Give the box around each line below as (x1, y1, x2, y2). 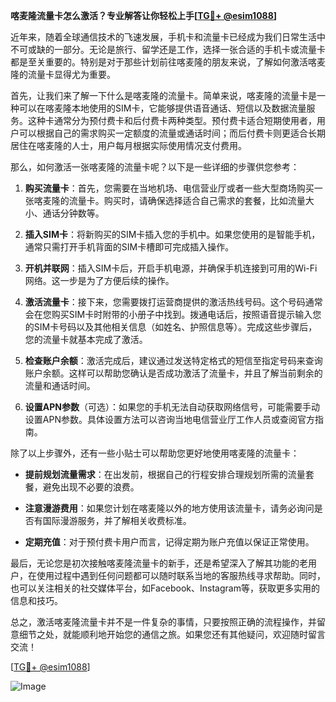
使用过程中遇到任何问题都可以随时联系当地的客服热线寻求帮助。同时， (36, 570, 326, 581)
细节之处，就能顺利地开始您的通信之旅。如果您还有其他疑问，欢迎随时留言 (18, 629, 326, 640)
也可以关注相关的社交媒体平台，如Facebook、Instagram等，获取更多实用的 (10, 582, 320, 594)
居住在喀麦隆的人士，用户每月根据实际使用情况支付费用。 (10, 140, 247, 151)
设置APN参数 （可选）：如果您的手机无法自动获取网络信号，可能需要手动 (24, 401, 320, 413)
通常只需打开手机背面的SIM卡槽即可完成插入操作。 (24, 241, 235, 253)
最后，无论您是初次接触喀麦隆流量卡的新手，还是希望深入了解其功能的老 (10, 557, 308, 569)
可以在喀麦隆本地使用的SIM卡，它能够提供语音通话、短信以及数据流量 (18, 102, 307, 114)
